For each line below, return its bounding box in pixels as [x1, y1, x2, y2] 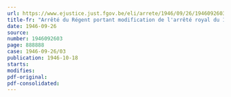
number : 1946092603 [7, 36, 63, 42]
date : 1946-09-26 [7, 23, 57, 29]
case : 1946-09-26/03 [7, 48, 67, 55]
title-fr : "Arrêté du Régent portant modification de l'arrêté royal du [7, 16, 220, 23]
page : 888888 [7, 42, 45, 48]
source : [7, 29, 30, 36]
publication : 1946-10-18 [7, 55, 78, 61]
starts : [7, 61, 30, 68]
